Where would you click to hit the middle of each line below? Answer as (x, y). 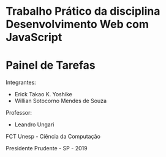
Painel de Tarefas (51, 65)
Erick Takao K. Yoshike (43, 94)
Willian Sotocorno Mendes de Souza (60, 101)
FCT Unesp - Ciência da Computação (53, 137)
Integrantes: (21, 82)
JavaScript (34, 37)
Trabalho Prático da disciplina (83, 11)
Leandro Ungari (34, 124)
